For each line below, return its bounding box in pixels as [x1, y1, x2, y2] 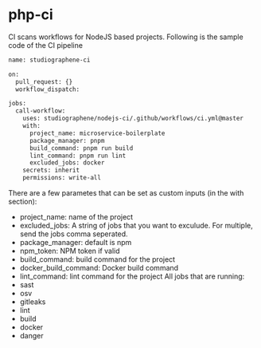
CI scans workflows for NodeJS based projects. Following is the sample [8, 32, 244, 42]
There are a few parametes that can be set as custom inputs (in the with [8, 188, 244, 198]
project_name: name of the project [19, 212, 134, 222]
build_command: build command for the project [19, 255, 176, 264]
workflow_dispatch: [15, 85, 80, 93]
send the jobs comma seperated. [19, 229, 129, 239]
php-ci [8, 6, 53, 24]
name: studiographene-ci [8, 56, 91, 64]
